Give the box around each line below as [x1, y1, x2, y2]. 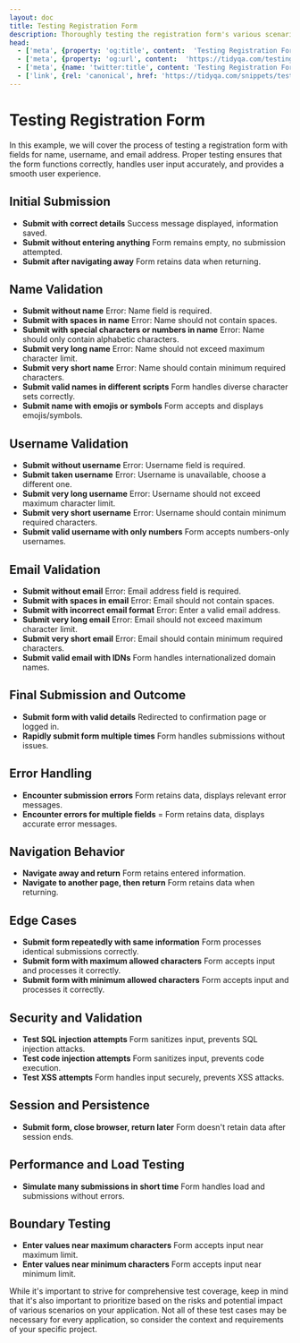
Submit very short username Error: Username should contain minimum [21, 508, 287, 518]
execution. [21, 1063, 62, 1073]
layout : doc [9, 13, 54, 22]
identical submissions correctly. [21, 946, 139, 957]
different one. [21, 479, 73, 490]
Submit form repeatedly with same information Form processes [21, 937, 262, 947]
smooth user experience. [9, 167, 101, 179]
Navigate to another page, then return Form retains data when [21, 877, 255, 888]
